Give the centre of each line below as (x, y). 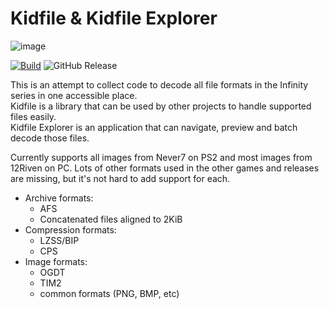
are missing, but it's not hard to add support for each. (120, 178)
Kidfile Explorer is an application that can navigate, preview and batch (154, 127)
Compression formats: (70, 229)
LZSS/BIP (59, 240)
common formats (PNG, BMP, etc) (109, 293)
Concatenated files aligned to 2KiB (111, 219)
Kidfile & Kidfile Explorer (114, 18)
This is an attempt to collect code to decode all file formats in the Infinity (159, 84)
